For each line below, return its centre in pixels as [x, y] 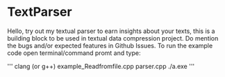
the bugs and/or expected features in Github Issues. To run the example [110, 45]
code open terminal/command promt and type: [74, 53]
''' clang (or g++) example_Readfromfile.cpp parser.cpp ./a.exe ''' [101, 66]
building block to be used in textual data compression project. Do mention [113, 38]
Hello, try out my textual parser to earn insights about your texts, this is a [111, 31]
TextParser [40, 12]
